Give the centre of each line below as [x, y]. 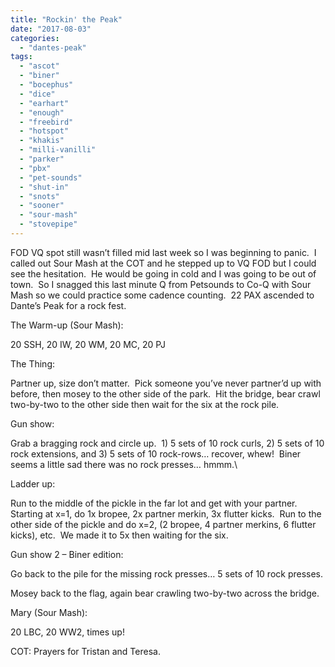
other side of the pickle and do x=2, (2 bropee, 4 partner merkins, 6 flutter [163, 524]
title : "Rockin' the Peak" [66, 19]
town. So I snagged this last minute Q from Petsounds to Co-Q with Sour [161, 284]
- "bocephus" [46, 85]
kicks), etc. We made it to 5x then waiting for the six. [119, 535]
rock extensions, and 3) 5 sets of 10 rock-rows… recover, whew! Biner [156, 453]
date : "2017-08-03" [51, 29]
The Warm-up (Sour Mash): [67, 325]
